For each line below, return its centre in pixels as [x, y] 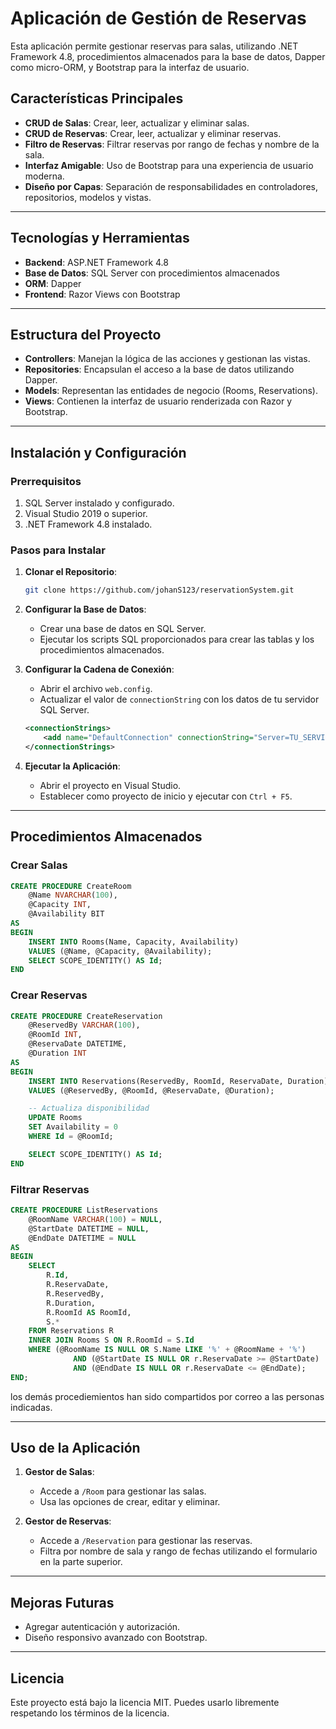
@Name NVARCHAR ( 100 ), [73, 895]
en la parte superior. [81, 1562]
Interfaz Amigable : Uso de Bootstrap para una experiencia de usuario [169, 165]
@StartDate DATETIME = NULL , [89, 1228]
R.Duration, [71, 1303]
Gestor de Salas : [59, 1472]
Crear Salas [39, 865]
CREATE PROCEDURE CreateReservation [86, 1016]
